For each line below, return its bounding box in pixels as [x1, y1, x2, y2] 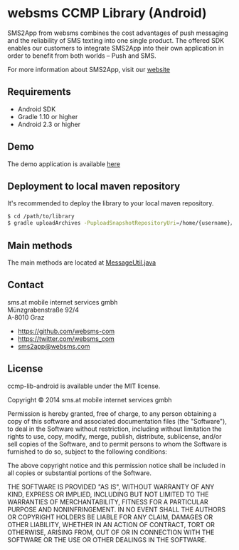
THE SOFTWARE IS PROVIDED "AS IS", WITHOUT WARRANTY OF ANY [7, 482, 215, 491]
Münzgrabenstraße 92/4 [7, 305, 80, 314]
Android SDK [17, 105, 56, 113]
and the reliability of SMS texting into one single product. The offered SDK [7, 36, 225, 44]
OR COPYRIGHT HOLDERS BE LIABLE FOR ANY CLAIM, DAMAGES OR [7, 512, 213, 521]
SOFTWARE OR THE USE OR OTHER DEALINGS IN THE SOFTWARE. [7, 535, 207, 544]
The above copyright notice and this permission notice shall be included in [7, 461, 225, 469]
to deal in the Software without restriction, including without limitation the [7, 424, 222, 433]
